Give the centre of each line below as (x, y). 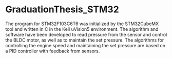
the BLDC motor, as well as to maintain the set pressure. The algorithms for (85, 40)
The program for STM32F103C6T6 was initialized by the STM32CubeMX (82, 24)
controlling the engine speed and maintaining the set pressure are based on (85, 45)
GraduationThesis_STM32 (62, 9)
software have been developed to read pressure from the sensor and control (86, 34)
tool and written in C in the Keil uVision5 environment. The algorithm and (82, 29)
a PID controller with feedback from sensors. (53, 51)
